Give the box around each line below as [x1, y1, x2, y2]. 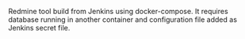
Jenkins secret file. [8, 23, 71, 32]
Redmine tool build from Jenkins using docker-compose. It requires [8, 7, 228, 16]
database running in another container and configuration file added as [8, 15, 238, 24]
